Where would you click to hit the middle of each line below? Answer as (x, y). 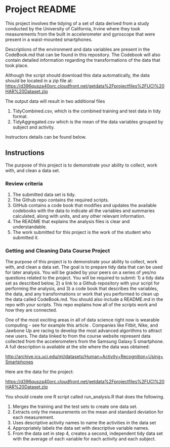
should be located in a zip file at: (39, 80)
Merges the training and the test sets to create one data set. (75, 407)
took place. (17, 65)
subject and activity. (33, 127)
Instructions (25, 153)
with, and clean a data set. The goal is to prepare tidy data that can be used (84, 267)
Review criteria (24, 183)
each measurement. (33, 417)
